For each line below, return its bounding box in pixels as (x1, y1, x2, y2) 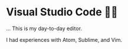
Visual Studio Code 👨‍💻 (6, 5, 118, 19)
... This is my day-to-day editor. (6, 25, 83, 32)
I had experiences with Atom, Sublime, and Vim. (6, 36, 123, 43)
